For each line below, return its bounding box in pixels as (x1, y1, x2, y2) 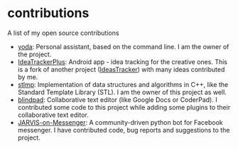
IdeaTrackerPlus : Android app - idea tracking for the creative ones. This (17, 57, 227, 66)
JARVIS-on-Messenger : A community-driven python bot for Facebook (17, 118, 223, 126)
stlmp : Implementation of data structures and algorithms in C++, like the (17, 80, 229, 88)
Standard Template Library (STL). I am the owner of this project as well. (17, 88, 227, 96)
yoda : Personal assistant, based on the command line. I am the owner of (17, 42, 229, 51)
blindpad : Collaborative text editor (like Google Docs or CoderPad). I (17, 95, 218, 104)
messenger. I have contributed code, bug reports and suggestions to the (17, 125, 230, 134)
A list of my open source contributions (7, 29, 119, 37)
